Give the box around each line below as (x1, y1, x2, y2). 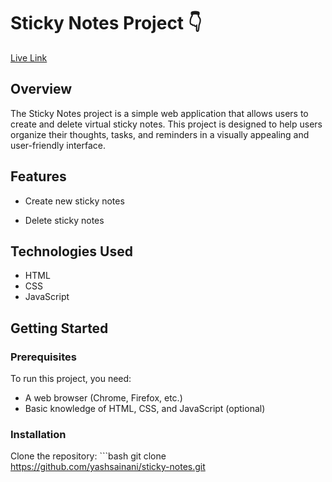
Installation (10, 427, 67, 441)
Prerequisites (10, 350, 77, 364)
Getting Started (10, 320, 109, 337)
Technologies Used (10, 243, 133, 260)
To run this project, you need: (10, 373, 132, 385)
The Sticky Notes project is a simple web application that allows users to (10, 107, 309, 119)
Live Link (10, 51, 48, 64)
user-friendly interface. (10, 139, 107, 151)
